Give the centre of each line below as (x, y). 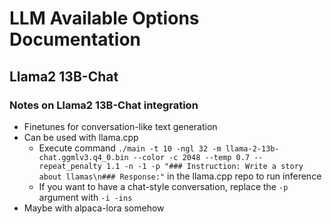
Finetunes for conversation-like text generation (120, 126)
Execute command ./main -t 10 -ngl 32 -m (130, 148)
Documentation (75, 39)
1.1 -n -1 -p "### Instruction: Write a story (204, 166)
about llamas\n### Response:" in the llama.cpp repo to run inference (180, 176)
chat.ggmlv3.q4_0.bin (83, 157)
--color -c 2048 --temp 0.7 (191, 157)
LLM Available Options (104, 18)
